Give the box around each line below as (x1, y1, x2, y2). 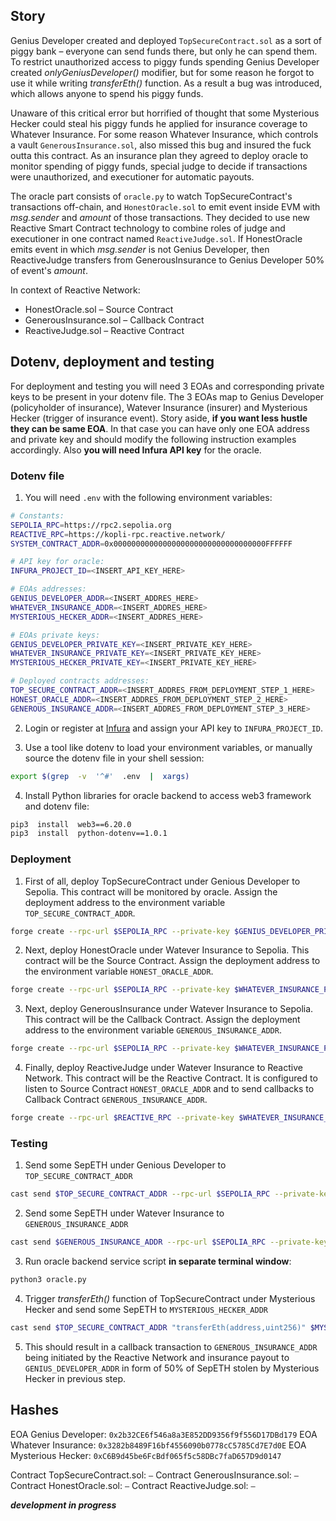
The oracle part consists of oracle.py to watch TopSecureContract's (10, 190, 293, 202)
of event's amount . (10, 264, 89, 276)
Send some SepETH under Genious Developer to (24, 1159, 227, 1171)
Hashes (10, 1402, 59, 1419)
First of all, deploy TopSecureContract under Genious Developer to (24, 875, 301, 887)
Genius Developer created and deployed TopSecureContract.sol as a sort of (10, 34, 323, 46)
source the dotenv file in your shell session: (24, 752, 205, 764)
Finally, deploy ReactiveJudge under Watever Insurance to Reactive (24, 1062, 303, 1074)
